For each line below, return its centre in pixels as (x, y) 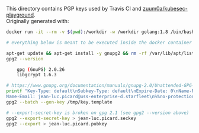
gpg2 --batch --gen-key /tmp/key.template (59, 102)
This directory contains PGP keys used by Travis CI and (74, 9)
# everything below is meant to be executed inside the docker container (99, 43)
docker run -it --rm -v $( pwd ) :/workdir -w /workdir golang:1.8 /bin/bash (100, 32)
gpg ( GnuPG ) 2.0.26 (41, 69)
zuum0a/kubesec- (165, 9)
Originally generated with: (38, 21)
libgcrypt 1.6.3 (37, 75)
